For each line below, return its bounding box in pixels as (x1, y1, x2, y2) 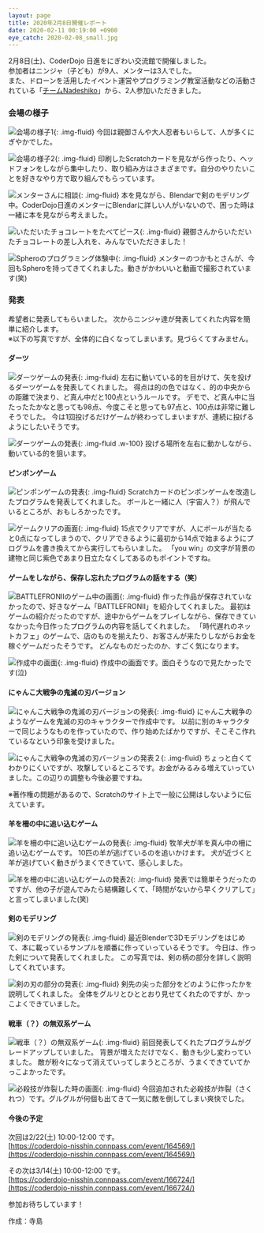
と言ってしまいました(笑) (8, 894, 89, 904)
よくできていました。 (14, 999, 84, 1009)
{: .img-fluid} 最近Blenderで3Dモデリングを (85, 933, 225, 942)
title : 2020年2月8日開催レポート (8, 19, 108, 27)
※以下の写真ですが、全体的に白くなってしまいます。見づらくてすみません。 (8, 333, 253, 344)
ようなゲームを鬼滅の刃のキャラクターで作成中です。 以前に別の (8, 716, 216, 726)
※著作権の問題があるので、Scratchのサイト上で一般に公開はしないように (8, 789, 244, 799)
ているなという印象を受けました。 (8, 736, 119, 746)
